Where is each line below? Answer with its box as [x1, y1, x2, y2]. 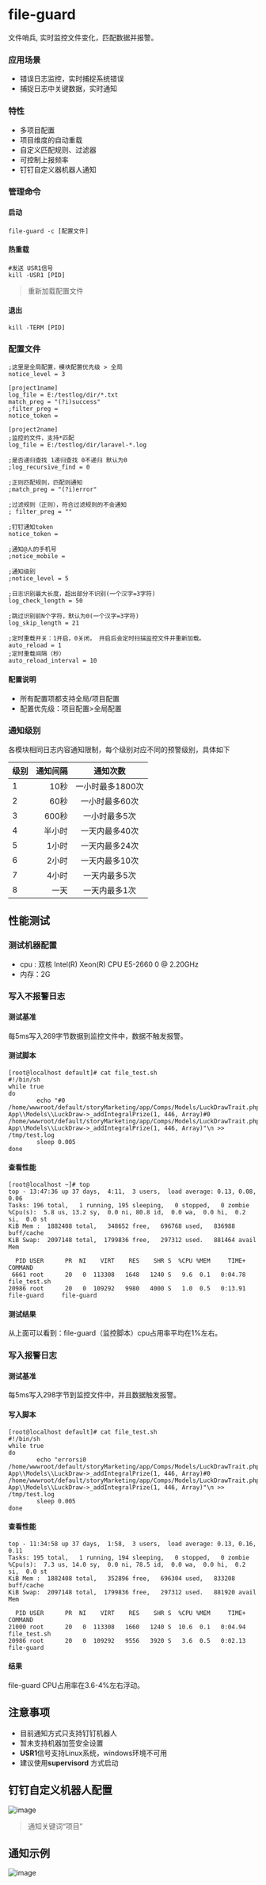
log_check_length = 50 [8, 597, 83, 605]
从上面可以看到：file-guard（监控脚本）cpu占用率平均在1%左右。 [8, 1328, 222, 1338]
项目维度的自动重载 [19, 135, 83, 144]
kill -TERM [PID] [8, 324, 66, 332]
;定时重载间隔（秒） [8, 650, 66, 658]
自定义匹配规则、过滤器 [19, 145, 97, 154]
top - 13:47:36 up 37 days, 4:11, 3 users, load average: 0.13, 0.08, [8, 1188, 257, 1196]
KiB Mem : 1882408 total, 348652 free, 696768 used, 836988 [8, 1222, 236, 1230]
